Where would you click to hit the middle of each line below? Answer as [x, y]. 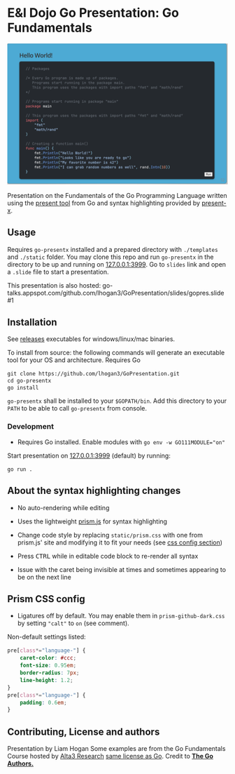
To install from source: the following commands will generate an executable [116, 353]
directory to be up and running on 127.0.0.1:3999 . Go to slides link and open [116, 264]
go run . [20, 469]
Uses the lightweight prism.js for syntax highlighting [92, 521]
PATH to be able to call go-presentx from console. [77, 408]
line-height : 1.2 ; [47, 680]
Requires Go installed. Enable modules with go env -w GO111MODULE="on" [121, 442]
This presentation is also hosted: [54, 285]
